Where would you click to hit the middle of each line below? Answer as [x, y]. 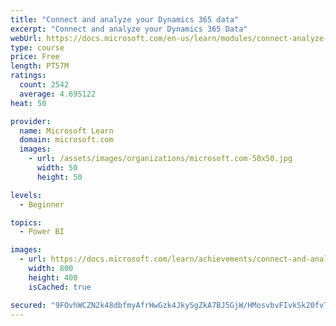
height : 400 [53, 277]
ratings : [28, 76]
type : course [37, 47]
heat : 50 [28, 103]
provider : [31, 121]
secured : [28, 305]
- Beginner [42, 204]
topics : [26, 222]
